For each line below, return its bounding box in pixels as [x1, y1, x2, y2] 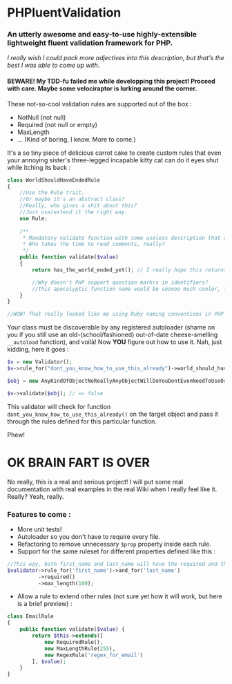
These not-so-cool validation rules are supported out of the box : [7, 99, 192, 108]
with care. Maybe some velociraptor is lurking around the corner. [7, 84, 197, 93]
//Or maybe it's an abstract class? [19, 196, 126, 203]
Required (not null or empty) [17, 120, 98, 129]
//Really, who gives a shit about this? [19, 202, 137, 209]
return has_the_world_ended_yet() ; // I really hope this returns [32, 266, 227, 274]
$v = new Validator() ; [7, 359, 72, 365]
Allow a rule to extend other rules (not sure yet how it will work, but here [17, 592, 222, 600]
